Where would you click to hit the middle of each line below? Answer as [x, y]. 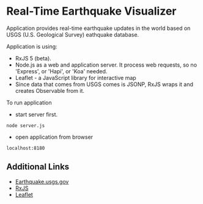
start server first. [36, 114]
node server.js [26, 126]
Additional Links [38, 167]
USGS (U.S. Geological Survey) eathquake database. [73, 34]
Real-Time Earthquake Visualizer [91, 11]
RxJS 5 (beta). [33, 58]
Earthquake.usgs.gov [42, 181]
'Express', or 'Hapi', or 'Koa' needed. [61, 71]
